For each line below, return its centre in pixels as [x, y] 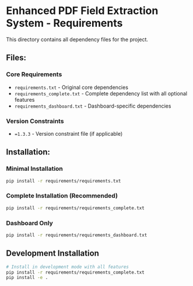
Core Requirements [34, 74]
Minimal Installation [34, 169]
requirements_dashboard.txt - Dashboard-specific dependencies [93, 106]
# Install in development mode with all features [68, 267]
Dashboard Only [30, 223]
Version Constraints [35, 121]
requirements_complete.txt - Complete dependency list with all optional [101, 93]
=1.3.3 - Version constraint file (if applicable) [69, 133]
